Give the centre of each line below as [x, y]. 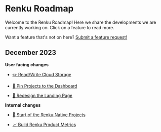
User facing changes [27, 64]
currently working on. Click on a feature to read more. [60, 27]
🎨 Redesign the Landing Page [42, 95]
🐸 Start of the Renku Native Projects [49, 115]
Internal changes [23, 105]
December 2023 [31, 53]
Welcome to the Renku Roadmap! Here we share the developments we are [81, 22]
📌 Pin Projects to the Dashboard [45, 86]
